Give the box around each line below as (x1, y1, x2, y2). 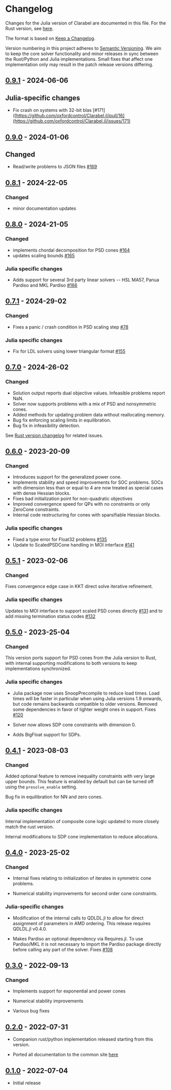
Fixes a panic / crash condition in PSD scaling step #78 (12, 324, 129, 330)
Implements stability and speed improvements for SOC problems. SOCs (12, 479, 163, 485)
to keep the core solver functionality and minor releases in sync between (5, 51, 159, 57)
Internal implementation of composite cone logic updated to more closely (5, 818, 159, 824)
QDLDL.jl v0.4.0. (12, 926, 47, 932)
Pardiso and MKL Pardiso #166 (12, 282, 78, 288)
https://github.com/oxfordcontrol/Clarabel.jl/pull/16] (16, 113, 125, 119)
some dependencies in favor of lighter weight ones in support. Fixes (12, 706, 156, 712)
